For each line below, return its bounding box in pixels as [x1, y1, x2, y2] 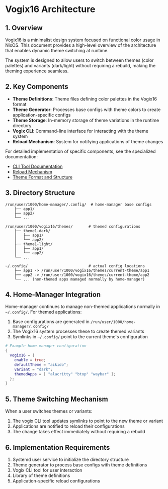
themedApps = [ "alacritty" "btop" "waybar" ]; [14, 371, 116, 376]
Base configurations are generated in [12, 319, 90, 325]
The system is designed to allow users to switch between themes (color [5, 57, 154, 63]
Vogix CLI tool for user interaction [12, 467, 82, 473]
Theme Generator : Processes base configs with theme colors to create [12, 107, 161, 113]
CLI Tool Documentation [12, 163, 63, 169]
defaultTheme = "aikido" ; [14, 362, 69, 367]
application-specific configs [12, 112, 71, 118]
